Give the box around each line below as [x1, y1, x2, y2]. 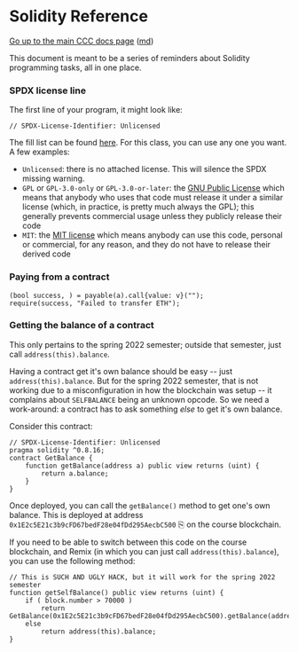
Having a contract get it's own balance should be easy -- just [9, 365, 233, 376]
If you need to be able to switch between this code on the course [9, 537, 247, 547]
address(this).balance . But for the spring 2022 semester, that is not [9, 375, 259, 386]
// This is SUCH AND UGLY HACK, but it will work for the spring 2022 [9, 572, 276, 582]
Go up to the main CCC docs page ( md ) [9, 35, 154, 46]
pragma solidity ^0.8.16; [9, 445, 105, 454]
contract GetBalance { [9, 453, 93, 462]
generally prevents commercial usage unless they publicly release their [21, 211, 282, 222]
